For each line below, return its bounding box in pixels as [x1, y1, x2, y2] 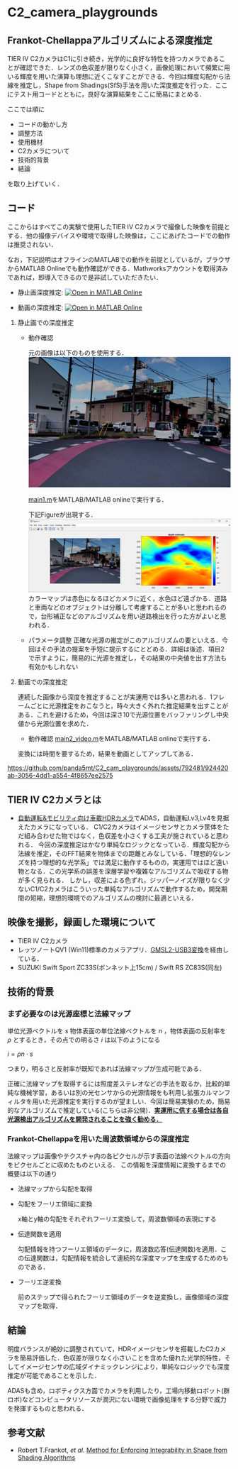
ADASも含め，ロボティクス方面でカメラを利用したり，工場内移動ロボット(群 [7, 1386, 230, 1394]
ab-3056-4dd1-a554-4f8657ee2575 [7, 771, 113, 780]
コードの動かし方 [17, 120, 68, 128]
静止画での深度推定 [17, 318, 74, 326]
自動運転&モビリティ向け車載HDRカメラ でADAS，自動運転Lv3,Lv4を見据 [17, 814, 229, 822]
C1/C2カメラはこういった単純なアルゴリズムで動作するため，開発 [30, 885, 222, 893]
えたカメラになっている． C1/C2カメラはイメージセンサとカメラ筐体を [17, 822, 223, 831]
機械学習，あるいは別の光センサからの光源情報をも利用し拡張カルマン [19, 1088, 225, 1096]
